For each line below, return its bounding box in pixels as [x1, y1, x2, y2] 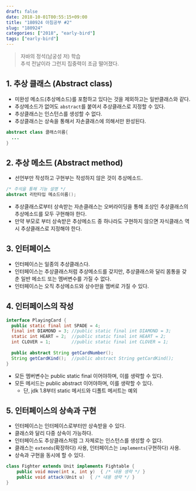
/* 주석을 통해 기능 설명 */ [6, 186, 66, 192]
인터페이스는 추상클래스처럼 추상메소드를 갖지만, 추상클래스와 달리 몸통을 [14, 267, 181, 275]
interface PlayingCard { [6, 317, 67, 323]
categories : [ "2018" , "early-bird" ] [6, 31, 95, 36]
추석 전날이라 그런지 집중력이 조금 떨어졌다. [20, 60, 119, 67]
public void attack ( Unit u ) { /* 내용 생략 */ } [16, 475, 135, 480]
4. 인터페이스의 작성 [6, 302, 74, 311]
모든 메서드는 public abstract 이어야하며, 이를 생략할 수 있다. [14, 380, 154, 387]
